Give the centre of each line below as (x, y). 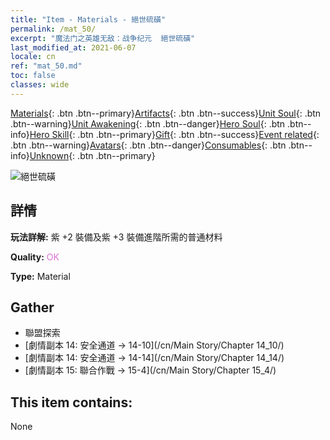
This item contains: (71, 402)
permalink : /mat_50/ (53, 29)
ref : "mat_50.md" (46, 66)
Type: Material (40, 276)
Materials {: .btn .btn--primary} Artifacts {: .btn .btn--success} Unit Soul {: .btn (166, 113)
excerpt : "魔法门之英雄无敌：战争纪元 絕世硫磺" (103, 38)
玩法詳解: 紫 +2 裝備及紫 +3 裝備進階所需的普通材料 (116, 237)
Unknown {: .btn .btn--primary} (92, 155)
